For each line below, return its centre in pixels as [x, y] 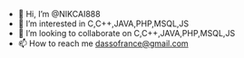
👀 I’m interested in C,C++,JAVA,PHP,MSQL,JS [103, 24]
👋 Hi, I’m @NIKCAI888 [59, 14]
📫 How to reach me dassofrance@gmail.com [103, 43]
